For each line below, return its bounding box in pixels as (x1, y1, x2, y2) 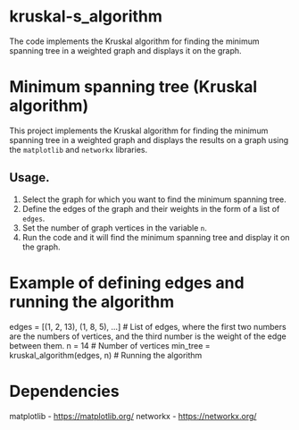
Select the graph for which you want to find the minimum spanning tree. (21, 194, 287, 205)
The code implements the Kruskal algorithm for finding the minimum (9, 36, 261, 46)
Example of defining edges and (9, 273, 245, 292)
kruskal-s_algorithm (9, 6, 163, 27)
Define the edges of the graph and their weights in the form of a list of (21, 203, 280, 214)
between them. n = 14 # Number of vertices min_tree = (9, 340, 212, 350)
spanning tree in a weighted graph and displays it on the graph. (9, 45, 243, 55)
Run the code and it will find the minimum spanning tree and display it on (21, 232, 290, 242)
